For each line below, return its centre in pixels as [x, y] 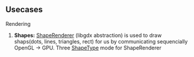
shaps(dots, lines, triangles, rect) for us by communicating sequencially [101, 41]
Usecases [24, 10]
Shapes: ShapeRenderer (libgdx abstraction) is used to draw [88, 35]
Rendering [18, 24]
